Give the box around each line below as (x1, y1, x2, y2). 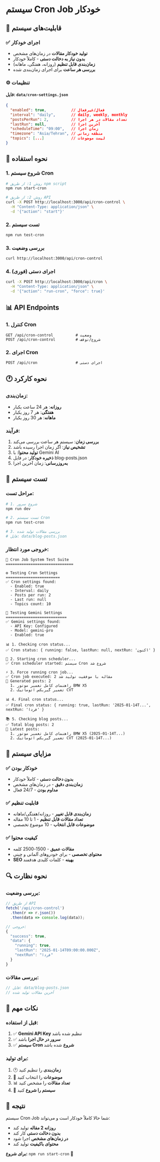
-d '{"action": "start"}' (10, 209, 65, 214)
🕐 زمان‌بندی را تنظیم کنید (13, 1066, 61, 1073)
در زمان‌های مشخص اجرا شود (13, 1136, 68, 1142)
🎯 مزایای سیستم (6, 749, 52, 758)
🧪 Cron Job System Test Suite (6, 557, 69, 563)
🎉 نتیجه (6, 1102, 26, 1110)
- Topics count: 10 (10, 601, 51, 607)
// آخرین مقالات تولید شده (6, 990, 54, 995)
